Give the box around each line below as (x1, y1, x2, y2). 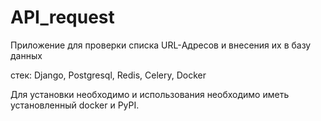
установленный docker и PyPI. (10, 99, 140, 111)
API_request (10, 6, 115, 29)
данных (10, 49, 43, 61)
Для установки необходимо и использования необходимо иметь (10, 88, 290, 100)
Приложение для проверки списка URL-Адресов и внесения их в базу (10, 39, 312, 51)
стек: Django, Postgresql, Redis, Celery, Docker (10, 69, 207, 81)
